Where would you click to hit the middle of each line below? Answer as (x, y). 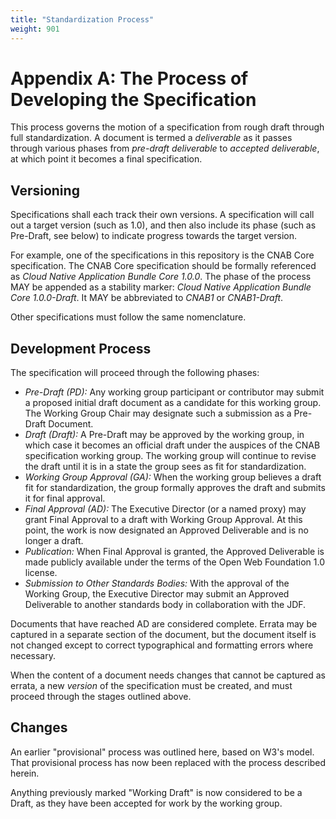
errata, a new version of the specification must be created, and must (151, 686)
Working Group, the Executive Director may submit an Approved (157, 594)
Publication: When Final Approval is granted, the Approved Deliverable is (174, 552)
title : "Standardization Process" (82, 19)
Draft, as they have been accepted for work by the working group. (146, 803)
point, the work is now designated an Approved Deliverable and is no (166, 530)
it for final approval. (65, 498)
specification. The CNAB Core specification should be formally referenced (163, 266)
